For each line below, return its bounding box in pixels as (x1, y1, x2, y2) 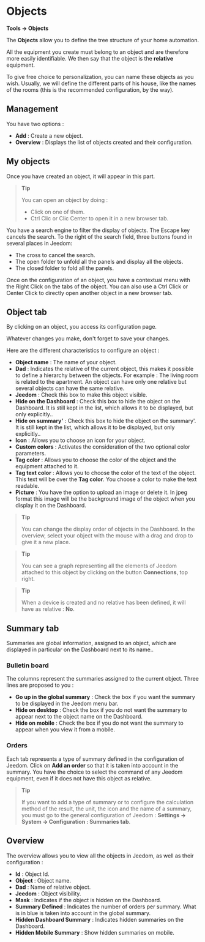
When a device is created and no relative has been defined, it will (21, 599, 186, 607)
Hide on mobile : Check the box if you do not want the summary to (15, 719, 184, 727)
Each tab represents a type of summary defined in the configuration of (6, 755, 185, 763)
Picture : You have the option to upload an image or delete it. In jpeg (15, 488, 188, 496)
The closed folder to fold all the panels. (15, 264, 114, 272)
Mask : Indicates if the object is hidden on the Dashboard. (15, 896, 162, 903)
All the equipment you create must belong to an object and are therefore (6, 48, 188, 56)
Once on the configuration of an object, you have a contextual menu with (6, 276, 191, 283)
